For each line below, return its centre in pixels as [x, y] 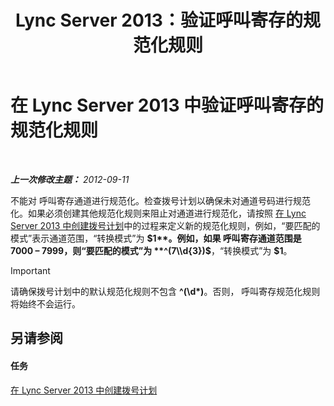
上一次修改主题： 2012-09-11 [70, 179]
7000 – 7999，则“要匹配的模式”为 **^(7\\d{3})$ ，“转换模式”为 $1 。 [151, 250]
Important [30, 270]
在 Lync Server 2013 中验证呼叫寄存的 [167, 105]
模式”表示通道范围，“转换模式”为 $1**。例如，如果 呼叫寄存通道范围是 [156, 238]
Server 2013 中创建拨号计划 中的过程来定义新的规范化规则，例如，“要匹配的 [165, 225]
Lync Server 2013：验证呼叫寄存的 [159, 20]
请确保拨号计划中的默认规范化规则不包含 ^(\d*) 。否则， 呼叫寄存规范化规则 [165, 291]
